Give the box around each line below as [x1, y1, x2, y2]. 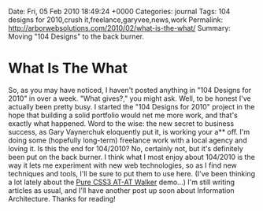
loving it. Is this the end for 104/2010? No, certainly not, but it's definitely [8, 143, 244, 153]
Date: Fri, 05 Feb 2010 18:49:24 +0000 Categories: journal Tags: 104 [8, 7, 231, 16]
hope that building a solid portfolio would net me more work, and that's [8, 110, 238, 120]
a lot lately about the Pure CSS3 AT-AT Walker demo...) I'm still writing [8, 177, 235, 187]
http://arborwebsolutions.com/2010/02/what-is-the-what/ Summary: [8, 24, 231, 32]
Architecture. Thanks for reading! [8, 194, 116, 203]
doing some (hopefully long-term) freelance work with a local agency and [8, 135, 247, 145]
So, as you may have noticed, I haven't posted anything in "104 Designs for [8, 85, 252, 94]
